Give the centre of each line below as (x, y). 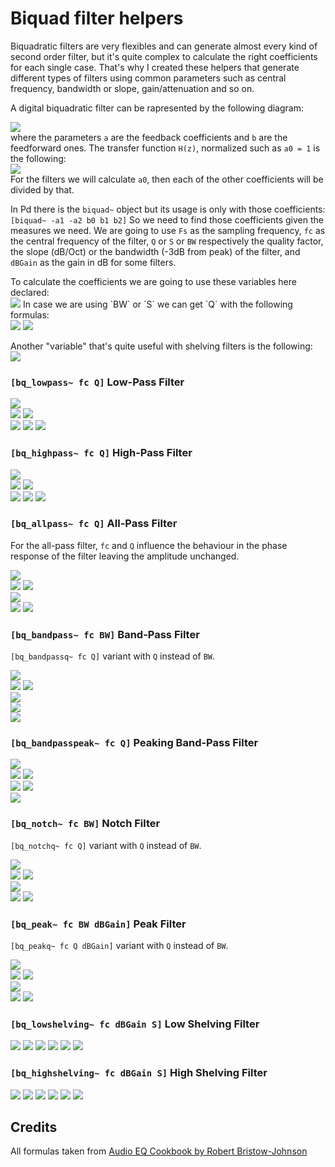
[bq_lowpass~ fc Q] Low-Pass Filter (97, 382)
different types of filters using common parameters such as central (148, 78)
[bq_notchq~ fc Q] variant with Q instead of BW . (106, 845)
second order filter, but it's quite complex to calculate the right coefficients (164, 56)
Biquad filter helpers (97, 18)
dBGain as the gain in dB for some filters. (93, 262)
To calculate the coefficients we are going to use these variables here (153, 281)
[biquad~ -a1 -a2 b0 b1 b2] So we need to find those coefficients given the (167, 219)
